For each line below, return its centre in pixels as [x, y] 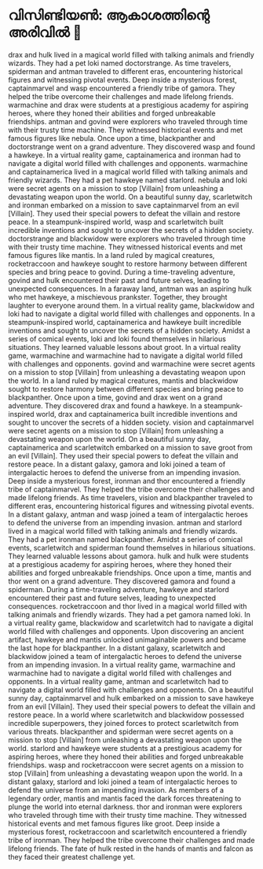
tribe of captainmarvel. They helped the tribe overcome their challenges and [131, 489]
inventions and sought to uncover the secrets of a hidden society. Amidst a [129, 330]
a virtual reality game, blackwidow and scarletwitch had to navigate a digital [131, 623]
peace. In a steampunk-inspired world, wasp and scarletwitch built [116, 222]
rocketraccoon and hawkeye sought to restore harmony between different [128, 263]
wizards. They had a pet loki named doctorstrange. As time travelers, [120, 63]
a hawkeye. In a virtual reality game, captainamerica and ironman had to [124, 155]
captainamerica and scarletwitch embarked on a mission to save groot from [130, 447]
